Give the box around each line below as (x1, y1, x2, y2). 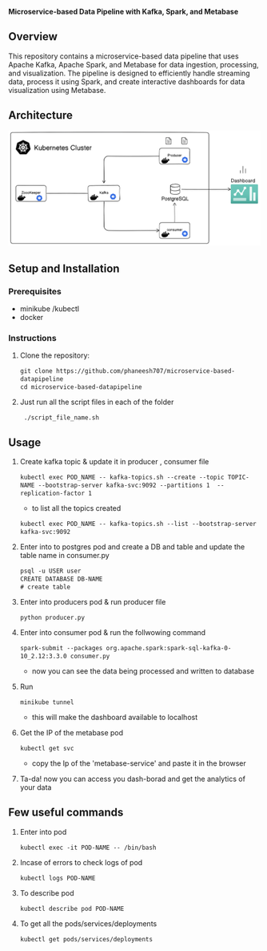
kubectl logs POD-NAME (19, 874, 96, 882)
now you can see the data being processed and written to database (31, 666, 254, 676)
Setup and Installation (8, 261, 120, 275)
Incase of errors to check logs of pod (19, 857, 143, 867)
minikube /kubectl (19, 304, 80, 314)
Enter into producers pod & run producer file (19, 597, 166, 606)
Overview (8, 30, 58, 43)
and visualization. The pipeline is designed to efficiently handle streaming (8, 68, 250, 78)
